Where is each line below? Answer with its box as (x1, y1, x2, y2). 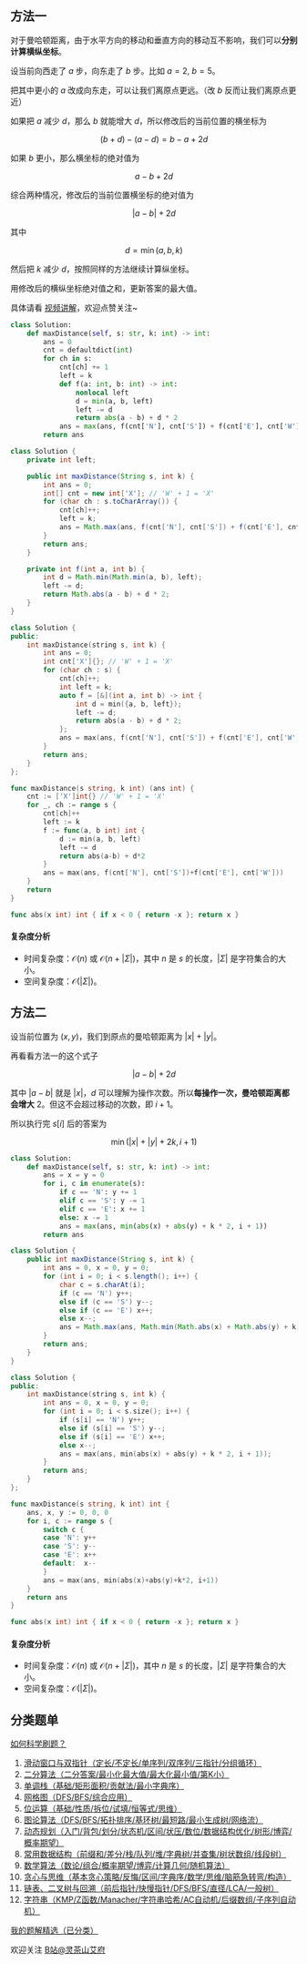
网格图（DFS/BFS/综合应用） (23, 1792, 133, 1803)
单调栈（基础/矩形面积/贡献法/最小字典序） (23, 1780, 185, 1792)
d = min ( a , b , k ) (125, 244, 183, 255)
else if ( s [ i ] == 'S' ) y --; (58, 1424, 167, 1433)
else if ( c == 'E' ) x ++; (58, 1305, 154, 1314)
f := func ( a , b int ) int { (43, 825, 146, 835)
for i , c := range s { (26, 1516, 113, 1526)
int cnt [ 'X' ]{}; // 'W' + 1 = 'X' (43, 657, 174, 667)
